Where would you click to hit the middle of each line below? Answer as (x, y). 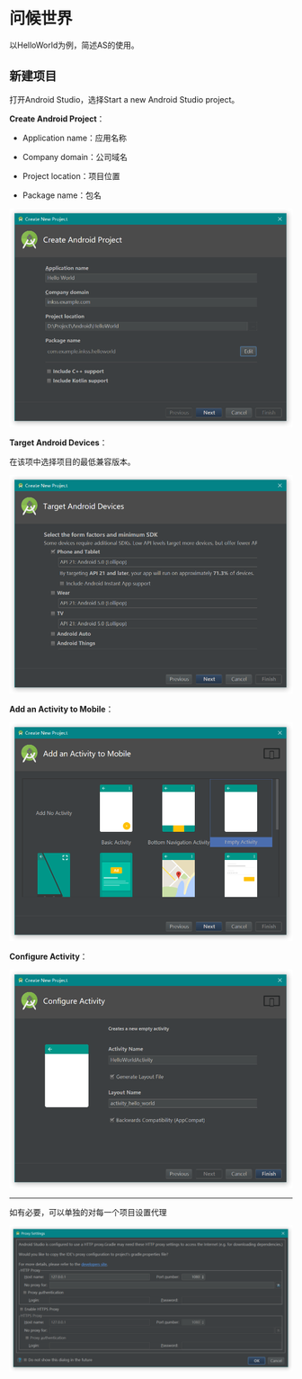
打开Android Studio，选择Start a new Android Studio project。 (124, 99)
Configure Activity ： (49, 957)
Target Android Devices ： (58, 443)
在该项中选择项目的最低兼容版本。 (72, 461)
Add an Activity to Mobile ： (62, 709)
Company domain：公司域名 (75, 157)
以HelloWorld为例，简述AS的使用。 (74, 45)
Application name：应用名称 (75, 138)
